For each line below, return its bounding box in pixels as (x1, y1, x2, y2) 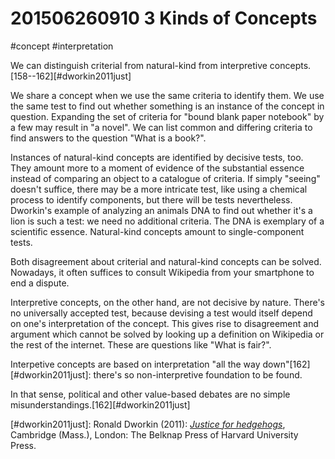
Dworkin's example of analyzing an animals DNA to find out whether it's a (10, 204, 313, 216)
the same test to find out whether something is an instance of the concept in (10, 100, 325, 112)
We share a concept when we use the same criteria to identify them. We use (10, 89, 325, 101)
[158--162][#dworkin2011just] (10, 70, 132, 82)
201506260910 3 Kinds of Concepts (10, 7, 318, 30)
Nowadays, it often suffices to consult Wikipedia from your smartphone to (10, 266, 315, 278)
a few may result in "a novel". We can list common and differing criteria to (10, 121, 313, 133)
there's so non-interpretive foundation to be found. (93, 368, 303, 381)
